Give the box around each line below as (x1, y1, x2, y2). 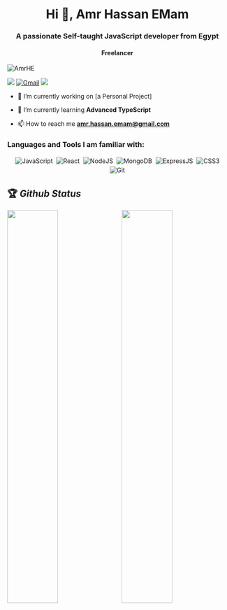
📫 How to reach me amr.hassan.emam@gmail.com (17, 120, 170, 128)
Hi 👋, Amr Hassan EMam (45, 6, 189, 22)
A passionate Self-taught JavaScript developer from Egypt (15, 31, 219, 41)
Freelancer (101, 48, 134, 57)
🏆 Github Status (7, 188, 82, 199)
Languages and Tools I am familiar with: (7, 140, 145, 150)
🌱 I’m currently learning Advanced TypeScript (17, 106, 152, 114)
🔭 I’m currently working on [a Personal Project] (17, 92, 152, 101)
